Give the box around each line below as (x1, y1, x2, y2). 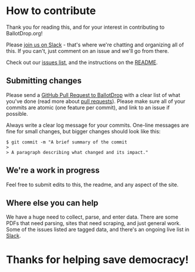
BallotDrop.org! (6, 29, 43, 36)
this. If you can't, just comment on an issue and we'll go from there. (6, 47, 169, 54)
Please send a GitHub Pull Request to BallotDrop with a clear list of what (6, 91, 180, 98)
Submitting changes (6, 76, 82, 86)
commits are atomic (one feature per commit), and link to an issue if (6, 104, 170, 111)
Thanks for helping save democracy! (6, 253, 189, 266)
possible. (6, 110, 28, 117)
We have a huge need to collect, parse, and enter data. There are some (6, 213, 179, 221)
